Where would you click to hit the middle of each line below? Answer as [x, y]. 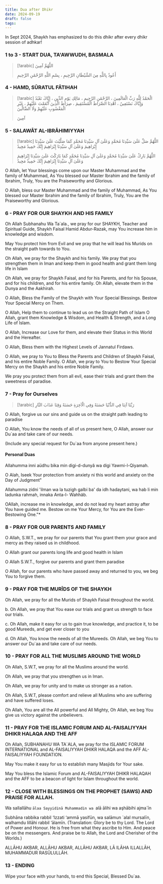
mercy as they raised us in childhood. [43, 543]
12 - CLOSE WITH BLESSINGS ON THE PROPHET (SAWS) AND [79, 791]
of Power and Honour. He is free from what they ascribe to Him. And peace [80, 828]
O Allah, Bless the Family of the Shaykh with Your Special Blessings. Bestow [81, 298]
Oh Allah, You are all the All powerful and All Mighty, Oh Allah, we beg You [79, 709]
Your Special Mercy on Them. [35, 303]
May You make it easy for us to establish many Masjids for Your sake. [74, 764]
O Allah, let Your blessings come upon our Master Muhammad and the [75, 171]
